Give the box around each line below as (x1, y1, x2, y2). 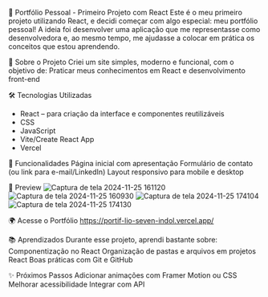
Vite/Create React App (19, 135, 95, 144)
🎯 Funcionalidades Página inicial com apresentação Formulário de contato (8, 159, 254, 168)
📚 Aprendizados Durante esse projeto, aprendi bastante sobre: (8, 235, 218, 244)
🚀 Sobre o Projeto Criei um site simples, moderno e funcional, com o (8, 57, 234, 67)
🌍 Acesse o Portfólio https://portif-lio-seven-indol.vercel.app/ (8, 216, 214, 225)
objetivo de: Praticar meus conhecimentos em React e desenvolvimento (8, 66, 246, 75)
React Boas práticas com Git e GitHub (8, 255, 134, 264)
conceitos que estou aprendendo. (8, 42, 120, 51)
